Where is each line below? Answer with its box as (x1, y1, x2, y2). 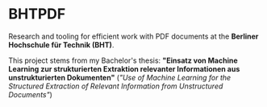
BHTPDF (8, 5, 66, 23)
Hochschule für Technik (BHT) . (8, 39, 115, 49)
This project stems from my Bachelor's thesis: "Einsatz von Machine (8, 56, 238, 65)
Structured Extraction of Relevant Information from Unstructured (8, 81, 223, 91)
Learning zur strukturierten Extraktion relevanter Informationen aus (8, 64, 240, 73)
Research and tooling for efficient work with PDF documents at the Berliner (8, 31, 259, 41)
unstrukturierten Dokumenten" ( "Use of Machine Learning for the (8, 72, 232, 82)
